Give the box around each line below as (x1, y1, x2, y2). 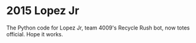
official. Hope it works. (6, 30, 63, 37)
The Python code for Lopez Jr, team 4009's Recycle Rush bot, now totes (6, 24, 190, 31)
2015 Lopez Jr (6, 4, 80, 18)
